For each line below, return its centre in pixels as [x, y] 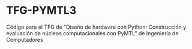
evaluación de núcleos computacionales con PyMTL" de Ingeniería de [92, 33]
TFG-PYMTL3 [41, 10]
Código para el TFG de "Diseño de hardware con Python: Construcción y [96, 27]
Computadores [25, 39]
